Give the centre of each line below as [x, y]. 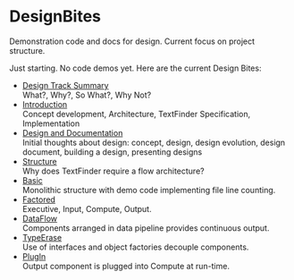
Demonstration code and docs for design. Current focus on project [132, 41]
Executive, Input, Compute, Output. [87, 208]
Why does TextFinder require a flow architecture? [113, 171]
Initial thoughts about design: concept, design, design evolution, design [154, 142]
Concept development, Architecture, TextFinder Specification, [136, 114]
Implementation [51, 123]
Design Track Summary [65, 85]
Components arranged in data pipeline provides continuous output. [146, 228]
